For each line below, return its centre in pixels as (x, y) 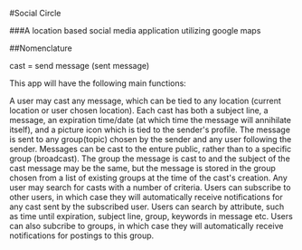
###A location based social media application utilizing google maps (135, 30)
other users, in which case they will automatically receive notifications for (146, 197)
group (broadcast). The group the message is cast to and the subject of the (150, 159)
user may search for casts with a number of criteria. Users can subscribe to (150, 187)
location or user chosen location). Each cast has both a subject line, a (139, 111)
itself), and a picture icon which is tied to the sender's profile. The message (150, 130)
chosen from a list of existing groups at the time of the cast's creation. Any (148, 178)
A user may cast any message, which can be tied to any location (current (146, 101)
